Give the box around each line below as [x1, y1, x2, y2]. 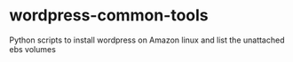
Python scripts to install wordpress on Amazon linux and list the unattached [9, 35, 285, 45]
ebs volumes [9, 43, 56, 54]
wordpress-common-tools [9, 5, 209, 26]
